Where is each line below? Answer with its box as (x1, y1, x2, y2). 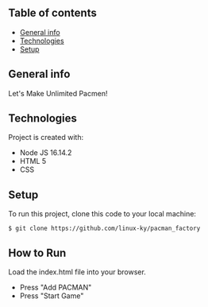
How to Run (8, 246, 67, 259)
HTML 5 (19, 157, 47, 166)
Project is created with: (8, 133, 84, 142)
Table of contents (8, 6, 97, 20)
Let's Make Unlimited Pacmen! (8, 88, 108, 98)
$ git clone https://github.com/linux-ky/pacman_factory (8, 224, 201, 233)
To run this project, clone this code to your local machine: (8, 209, 197, 219)
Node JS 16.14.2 (19, 148, 72, 157)
